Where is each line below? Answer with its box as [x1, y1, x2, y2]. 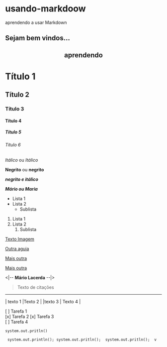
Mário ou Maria [5, 186, 38, 192]
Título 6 [5, 141, 21, 147]
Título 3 [5, 106, 24, 113]
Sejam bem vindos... [5, 34, 71, 42]
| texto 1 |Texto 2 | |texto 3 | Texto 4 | [5, 299, 81, 305]
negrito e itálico [5, 176, 39, 182]
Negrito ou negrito [5, 167, 44, 173]
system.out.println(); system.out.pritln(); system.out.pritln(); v [7, 337, 157, 343]
